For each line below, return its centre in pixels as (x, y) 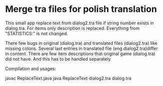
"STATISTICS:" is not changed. (37, 33)
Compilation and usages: (31, 69)
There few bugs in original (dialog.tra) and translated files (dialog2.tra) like (81, 43)
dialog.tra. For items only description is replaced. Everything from (72, 28)
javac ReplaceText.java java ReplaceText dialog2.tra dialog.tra (68, 78)
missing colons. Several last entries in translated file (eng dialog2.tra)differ (81, 48)
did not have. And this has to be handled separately (58, 59)
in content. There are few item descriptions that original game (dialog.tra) (80, 54)
